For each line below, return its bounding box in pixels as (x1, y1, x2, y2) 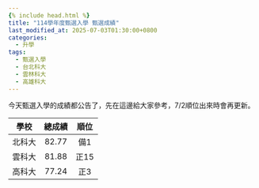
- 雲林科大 (15, 70, 47, 78)
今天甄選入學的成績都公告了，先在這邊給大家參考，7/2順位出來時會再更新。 (8, 100, 255, 110)
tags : (8, 48, 26, 56)
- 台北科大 (15, 63, 47, 71)
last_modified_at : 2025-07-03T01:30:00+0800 (8, 26, 158, 34)
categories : (8, 33, 48, 42)
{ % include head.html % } (8, 11, 90, 20)
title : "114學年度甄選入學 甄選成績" (8, 19, 120, 27)
